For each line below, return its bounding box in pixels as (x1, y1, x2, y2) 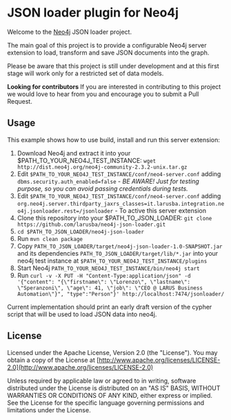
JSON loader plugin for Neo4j (7, 5, 179, 21)
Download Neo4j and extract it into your (17, 149, 131, 157)
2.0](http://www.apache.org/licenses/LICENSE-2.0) (7, 363, 154, 371)
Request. (7, 97, 32, 105)
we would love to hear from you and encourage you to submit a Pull (7, 90, 199, 98)
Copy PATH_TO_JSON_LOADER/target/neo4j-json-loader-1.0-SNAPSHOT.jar (17, 242, 223, 250)
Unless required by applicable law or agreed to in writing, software (7, 376, 197, 385)
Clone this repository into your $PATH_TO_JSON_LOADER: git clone (17, 213, 212, 222)
